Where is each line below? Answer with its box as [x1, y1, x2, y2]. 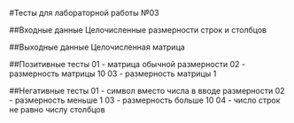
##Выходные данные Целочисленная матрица [9, 42, 186, 52]
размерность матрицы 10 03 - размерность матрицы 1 [9, 68, 217, 79]
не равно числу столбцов [9, 104, 105, 114]
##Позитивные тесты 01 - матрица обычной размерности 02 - [9, 59, 246, 69]
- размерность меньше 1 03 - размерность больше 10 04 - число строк [9, 95, 281, 105]
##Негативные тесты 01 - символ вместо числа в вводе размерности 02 [9, 86, 285, 96]
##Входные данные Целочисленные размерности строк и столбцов [9, 25, 267, 35]
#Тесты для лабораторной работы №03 [9, 8, 159, 18]
